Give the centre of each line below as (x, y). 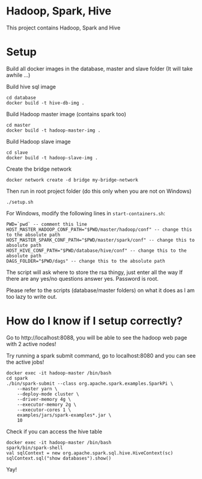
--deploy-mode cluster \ (48, 394)
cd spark (17, 378)
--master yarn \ (38, 389)
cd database (21, 97)
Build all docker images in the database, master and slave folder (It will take (99, 69)
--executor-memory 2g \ (47, 404)
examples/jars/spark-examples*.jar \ (64, 415)
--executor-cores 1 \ (44, 410)
